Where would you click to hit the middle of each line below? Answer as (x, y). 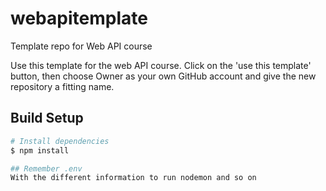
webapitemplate (79, 18)
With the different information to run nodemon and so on (133, 178)
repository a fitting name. (62, 86)
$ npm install (40, 150)
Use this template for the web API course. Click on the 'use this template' (161, 65)
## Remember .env (46, 168)
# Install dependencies (60, 141)
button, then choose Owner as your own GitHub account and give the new (163, 76)
